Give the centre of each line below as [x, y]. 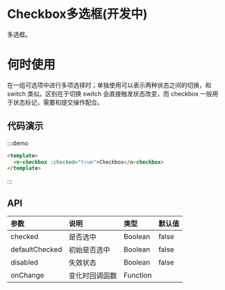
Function [138, 276]
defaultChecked [36, 249]
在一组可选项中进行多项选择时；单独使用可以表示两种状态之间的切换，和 [109, 85]
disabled [24, 263]
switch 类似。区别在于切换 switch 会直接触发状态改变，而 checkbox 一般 [110, 93]
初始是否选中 [89, 250]
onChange [27, 276]
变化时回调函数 [93, 276]
